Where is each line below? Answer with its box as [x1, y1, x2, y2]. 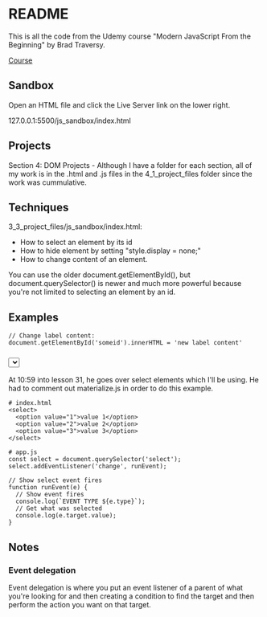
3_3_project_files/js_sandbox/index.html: [8, 222, 142, 231]
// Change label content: [8, 332, 95, 340]
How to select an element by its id [19, 238, 133, 247]
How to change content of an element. [19, 255, 148, 264]
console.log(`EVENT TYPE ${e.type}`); [15, 497, 146, 506]
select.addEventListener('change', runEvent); [8, 463, 167, 471]
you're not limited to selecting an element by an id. [8, 287, 176, 297]
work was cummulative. [8, 178, 87, 187]
